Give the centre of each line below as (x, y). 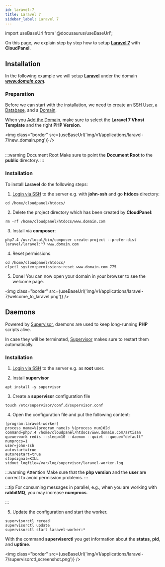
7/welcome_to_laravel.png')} (34, 296)
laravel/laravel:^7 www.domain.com (42, 244)
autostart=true (21, 450)
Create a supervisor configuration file (51, 396)
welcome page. (28, 281)
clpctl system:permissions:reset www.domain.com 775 (61, 267)
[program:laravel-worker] (32, 424)
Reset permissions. (32, 253)
